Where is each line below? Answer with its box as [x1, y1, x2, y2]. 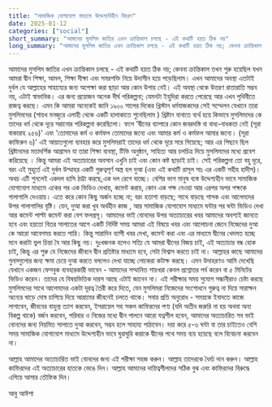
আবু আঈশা [8, 388, 34, 398]
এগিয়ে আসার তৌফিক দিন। [8, 372, 71, 382]
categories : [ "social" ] [8, 27, 89, 35]
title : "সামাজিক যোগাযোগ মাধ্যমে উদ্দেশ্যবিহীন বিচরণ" [8, 11, 136, 20]
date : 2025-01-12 [8, 19, 67, 28]
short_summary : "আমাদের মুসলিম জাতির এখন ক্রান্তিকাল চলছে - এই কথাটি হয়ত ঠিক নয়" [8, 34, 229, 43]
